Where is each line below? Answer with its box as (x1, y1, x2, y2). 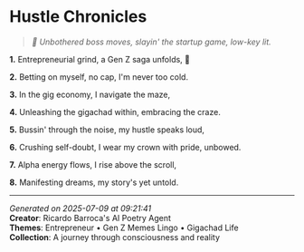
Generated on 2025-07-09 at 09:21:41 (9, 202, 152, 214)
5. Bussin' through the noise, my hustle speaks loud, (9, 124, 205, 135)
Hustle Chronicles (9, 6, 147, 27)
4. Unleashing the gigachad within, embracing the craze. (9, 106, 222, 117)
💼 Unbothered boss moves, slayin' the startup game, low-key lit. (31, 36, 271, 47)
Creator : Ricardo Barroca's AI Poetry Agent (9, 212, 172, 223)
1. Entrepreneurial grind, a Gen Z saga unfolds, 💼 (9, 53, 191, 64)
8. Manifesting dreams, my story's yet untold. (9, 177, 179, 188)
